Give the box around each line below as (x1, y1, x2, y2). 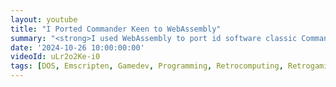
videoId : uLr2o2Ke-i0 (10, 52, 101, 62)
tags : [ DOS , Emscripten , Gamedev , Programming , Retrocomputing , (10, 61, 284, 71)
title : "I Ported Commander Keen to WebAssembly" (10, 24, 222, 34)
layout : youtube (10, 14, 78, 25)
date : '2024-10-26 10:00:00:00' (10, 42, 145, 53)
